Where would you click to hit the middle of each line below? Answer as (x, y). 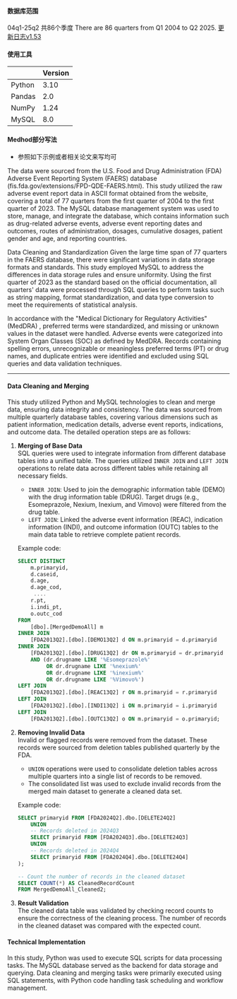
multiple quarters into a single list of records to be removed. (115, 776)
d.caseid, (45, 574)
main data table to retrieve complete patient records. (104, 534)
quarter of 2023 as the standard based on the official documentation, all (112, 282)
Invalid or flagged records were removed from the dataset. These (113, 740)
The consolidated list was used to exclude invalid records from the (124, 783)
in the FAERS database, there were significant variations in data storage (111, 259)
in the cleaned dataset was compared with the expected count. (109, 925)
